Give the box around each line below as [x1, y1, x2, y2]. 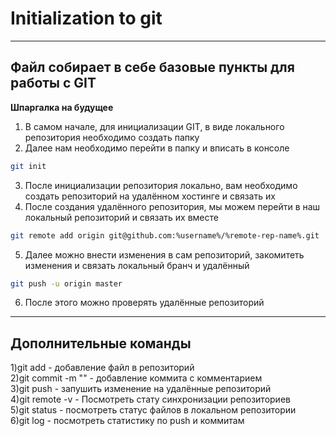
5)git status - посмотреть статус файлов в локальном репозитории [10, 404, 297, 416]
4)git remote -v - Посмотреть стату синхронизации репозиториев [10, 393, 291, 406]
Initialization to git [10, 7, 163, 30]
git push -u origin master [10, 278, 123, 289]
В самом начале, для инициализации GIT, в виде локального [24, 120, 285, 132]
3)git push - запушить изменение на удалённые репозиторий [10, 383, 272, 395]
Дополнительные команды [10, 335, 192, 352]
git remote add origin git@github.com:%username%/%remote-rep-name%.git [10, 230, 320, 241]
